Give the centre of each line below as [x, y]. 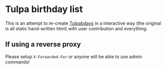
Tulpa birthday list [44, 9]
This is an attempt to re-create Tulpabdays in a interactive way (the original [83, 23]
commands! [18, 62]
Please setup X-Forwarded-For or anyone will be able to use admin [74, 56]
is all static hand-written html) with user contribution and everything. [76, 28]
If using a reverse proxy [43, 45]
